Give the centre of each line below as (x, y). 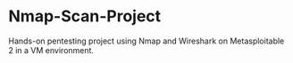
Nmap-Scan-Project (85, 16)
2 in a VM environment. (51, 50)
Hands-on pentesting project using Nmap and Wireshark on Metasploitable (146, 41)
